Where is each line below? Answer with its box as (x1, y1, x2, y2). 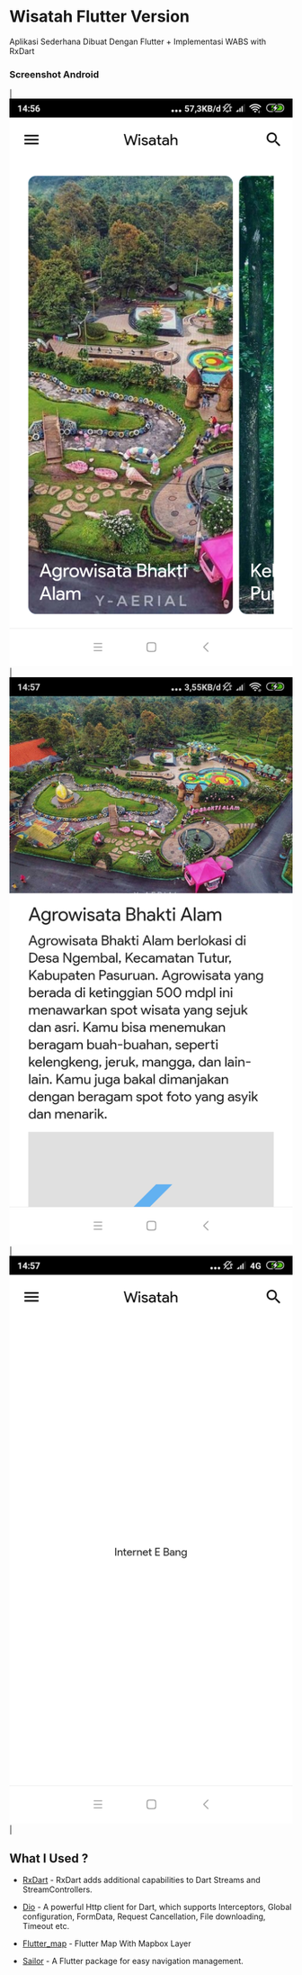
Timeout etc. (22, 1921, 70, 1932)
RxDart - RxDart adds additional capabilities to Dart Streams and (22, 1875, 261, 1886)
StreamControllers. (22, 1884, 93, 1895)
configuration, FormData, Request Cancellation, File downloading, (22, 1911, 266, 1922)
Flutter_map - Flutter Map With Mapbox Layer (22, 1938, 191, 1949)
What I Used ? (9, 1851, 89, 1866)
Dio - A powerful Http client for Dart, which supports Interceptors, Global (22, 1902, 292, 1913)
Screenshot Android (9, 68, 100, 80)
